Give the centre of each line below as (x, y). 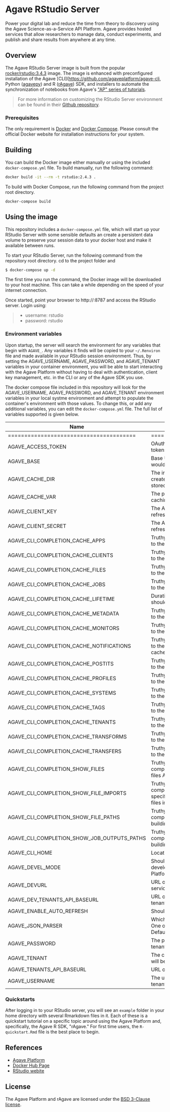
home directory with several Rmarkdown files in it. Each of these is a (76, 1016)
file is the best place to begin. (69, 1032)
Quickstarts (20, 999)
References (24, 1048)
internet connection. (26, 290)
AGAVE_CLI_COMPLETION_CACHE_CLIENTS (60, 555)
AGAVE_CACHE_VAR (32, 497)
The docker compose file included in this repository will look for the (75, 387)
